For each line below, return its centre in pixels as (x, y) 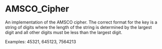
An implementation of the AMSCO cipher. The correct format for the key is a (81, 22)
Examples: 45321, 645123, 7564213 (41, 41)
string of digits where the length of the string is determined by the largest (79, 27)
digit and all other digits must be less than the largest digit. (64, 32)
